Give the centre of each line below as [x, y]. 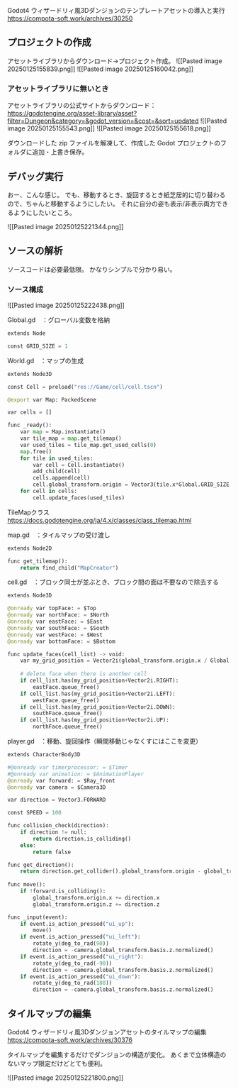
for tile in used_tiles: [57, 458]
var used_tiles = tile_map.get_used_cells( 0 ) [89, 445]
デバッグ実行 [35, 176]
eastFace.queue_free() [66, 687]
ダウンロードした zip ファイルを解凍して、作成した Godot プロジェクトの [114, 143]
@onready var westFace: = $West [55, 635]
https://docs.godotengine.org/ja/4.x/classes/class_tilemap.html [100, 520]
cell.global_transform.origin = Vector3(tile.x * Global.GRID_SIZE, [133, 485]
